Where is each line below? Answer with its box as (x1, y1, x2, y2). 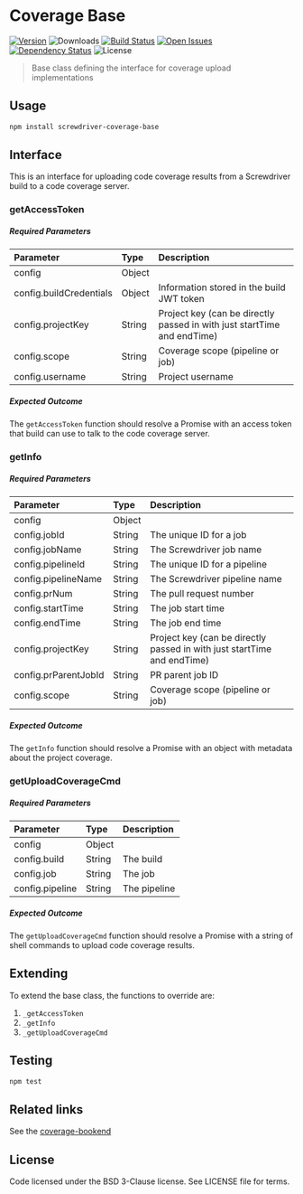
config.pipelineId (14, 558, 86, 570)
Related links (9, 1102, 84, 1117)
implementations (31, 71, 94, 82)
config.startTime (14, 602, 84, 615)
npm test (9, 1076, 42, 1086)
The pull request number (150, 588, 254, 600)
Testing (9, 1053, 53, 1068)
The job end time (150, 616, 222, 629)
